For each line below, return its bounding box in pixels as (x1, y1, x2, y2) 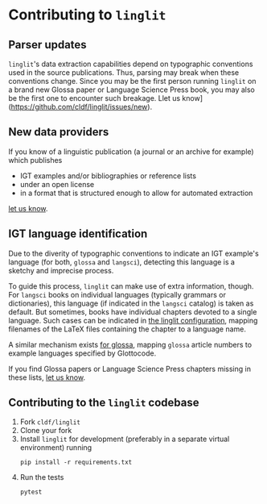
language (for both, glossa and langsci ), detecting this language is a (8, 256, 236, 267)
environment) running (19, 443, 92, 452)
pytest (19, 488, 43, 497)
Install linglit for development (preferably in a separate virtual (19, 434, 230, 444)
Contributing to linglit (8, 6, 166, 24)
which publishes (8, 155, 63, 165)
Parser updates (8, 38, 87, 52)
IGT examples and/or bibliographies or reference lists (19, 171, 197, 181)
